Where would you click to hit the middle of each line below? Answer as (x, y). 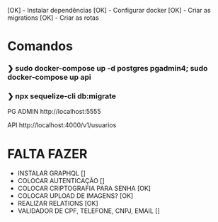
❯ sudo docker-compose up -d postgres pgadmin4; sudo (108, 69)
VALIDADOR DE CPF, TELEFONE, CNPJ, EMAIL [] (89, 211)
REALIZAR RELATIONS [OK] (58, 204)
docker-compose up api (49, 77)
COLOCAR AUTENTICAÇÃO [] (61, 181)
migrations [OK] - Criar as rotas (53, 18)
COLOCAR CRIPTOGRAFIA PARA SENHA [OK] (84, 188)
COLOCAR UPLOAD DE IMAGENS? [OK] (75, 196)
